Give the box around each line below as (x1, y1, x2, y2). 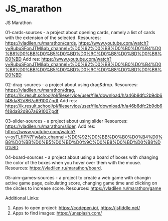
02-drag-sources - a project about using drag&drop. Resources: (5, 81, 138, 88)
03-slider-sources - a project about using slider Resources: (5, 118, 128, 124)
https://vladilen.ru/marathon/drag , (5, 87, 75, 93)
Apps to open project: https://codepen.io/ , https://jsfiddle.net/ (12, 204, 140, 210)
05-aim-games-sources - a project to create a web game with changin (5, 174, 151, 180)
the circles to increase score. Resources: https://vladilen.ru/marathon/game (5, 185, 161, 191)
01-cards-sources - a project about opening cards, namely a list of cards (5, 29, 155, 35)
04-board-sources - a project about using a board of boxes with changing (5, 154, 158, 160)
